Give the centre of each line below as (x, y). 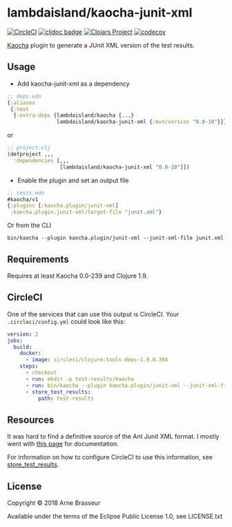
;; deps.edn (24, 96)
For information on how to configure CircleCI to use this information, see (110, 457)
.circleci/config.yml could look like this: (66, 321)
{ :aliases (21, 103)
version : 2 (23, 334)
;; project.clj (29, 148)
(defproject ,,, (30, 154)
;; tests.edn (26, 193)
